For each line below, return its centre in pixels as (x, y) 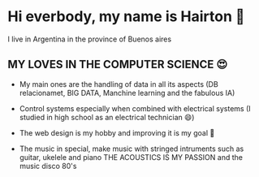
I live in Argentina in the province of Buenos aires (90, 39)
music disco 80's (48, 166)
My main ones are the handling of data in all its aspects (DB (119, 84)
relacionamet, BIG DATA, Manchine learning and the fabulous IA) (127, 93)
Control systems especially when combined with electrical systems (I (135, 108)
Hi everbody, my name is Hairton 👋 (126, 17)
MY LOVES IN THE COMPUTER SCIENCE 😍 (118, 65)
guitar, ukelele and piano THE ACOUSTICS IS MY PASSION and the (131, 157)
